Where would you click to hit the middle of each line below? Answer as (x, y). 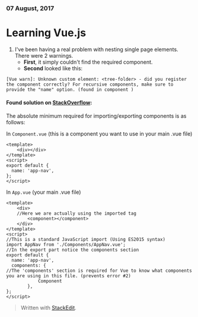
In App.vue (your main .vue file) (44, 192)
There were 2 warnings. (44, 55)
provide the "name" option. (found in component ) (70, 90)
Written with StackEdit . (49, 308)
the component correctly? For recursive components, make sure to (90, 84)
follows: (16, 123)
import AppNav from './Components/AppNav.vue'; (66, 245)
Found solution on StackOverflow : (49, 103)
